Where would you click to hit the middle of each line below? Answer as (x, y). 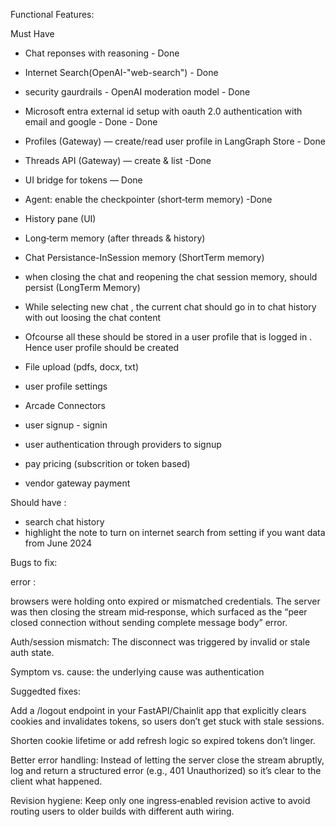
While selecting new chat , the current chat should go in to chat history (170, 307)
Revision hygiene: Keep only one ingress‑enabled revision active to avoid (160, 800)
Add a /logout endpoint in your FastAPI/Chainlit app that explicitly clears (158, 710)
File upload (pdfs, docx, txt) (82, 367)
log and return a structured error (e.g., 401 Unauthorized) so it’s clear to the (166, 770)
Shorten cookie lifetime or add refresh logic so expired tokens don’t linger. (163, 740)
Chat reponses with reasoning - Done (102, 53)
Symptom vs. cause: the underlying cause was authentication (137, 672)
